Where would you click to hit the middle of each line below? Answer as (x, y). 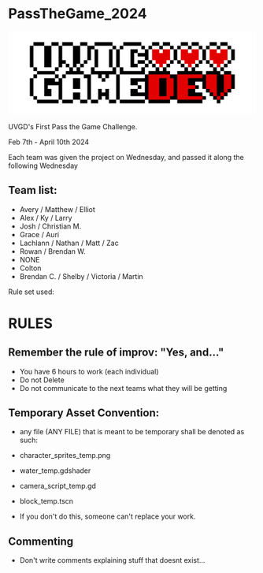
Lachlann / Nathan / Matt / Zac (69, 243)
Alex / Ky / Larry (46, 218)
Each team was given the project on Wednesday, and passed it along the (126, 157)
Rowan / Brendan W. (53, 251)
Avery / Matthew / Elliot (57, 209)
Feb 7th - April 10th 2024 (49, 142)
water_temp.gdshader (55, 471)
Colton (30, 268)
